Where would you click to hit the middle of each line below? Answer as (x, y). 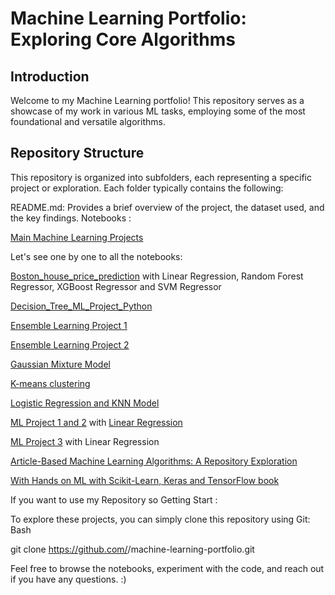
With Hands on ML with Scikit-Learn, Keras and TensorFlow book (145, 480)
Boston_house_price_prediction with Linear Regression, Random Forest (157, 276)
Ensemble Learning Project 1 (69, 325)
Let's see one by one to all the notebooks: (96, 256)
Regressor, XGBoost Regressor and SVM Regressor (116, 286)
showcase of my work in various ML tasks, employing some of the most (158, 111)
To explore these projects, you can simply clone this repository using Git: (160, 519)
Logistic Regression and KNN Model (85, 403)
